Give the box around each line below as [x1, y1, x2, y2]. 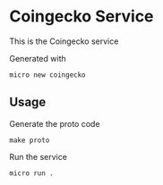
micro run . [9, 168, 54, 178]
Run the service [9, 151, 67, 162]
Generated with [9, 53, 66, 63]
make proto [9, 136, 50, 145]
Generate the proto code [9, 118, 100, 129]
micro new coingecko [9, 70, 87, 80]
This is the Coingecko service [9, 36, 119, 46]
